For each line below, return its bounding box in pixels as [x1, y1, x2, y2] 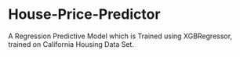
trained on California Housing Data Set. [8, 39, 135, 48]
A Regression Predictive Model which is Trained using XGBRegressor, [8, 31, 233, 41]
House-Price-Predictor [8, 5, 161, 23]
